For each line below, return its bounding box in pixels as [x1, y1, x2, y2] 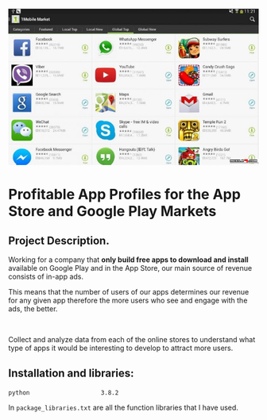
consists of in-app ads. [8, 272, 84, 282]
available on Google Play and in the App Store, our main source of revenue [8, 264, 253, 273]
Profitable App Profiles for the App [8, 186, 241, 203]
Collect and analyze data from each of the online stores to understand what [8, 335, 256, 345]
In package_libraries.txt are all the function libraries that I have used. [8, 403, 238, 412]
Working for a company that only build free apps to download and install [8, 255, 249, 264]
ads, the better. [8, 304, 58, 314]
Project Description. [8, 233, 110, 247]
